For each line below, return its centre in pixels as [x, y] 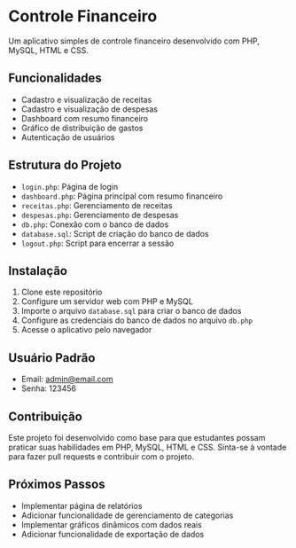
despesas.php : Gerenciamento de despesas [100, 215]
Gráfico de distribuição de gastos [82, 128]
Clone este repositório [62, 292]
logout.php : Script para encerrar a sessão [97, 243]
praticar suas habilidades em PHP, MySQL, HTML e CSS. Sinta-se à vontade [148, 447]
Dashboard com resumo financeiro [84, 118]
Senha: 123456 [49, 388]
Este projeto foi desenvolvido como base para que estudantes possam [137, 438]
